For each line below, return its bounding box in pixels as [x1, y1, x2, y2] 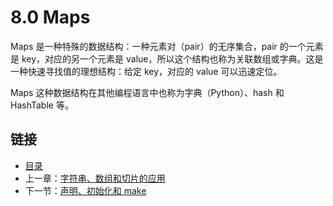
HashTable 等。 [10, 99, 74, 111]
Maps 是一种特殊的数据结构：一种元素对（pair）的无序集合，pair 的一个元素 [10, 40, 324, 52]
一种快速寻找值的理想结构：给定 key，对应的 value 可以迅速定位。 [10, 65, 283, 77]
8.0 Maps [10, 6, 91, 29]
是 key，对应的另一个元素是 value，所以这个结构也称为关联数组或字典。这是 [10, 52, 324, 65]
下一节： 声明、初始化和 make [24, 184, 147, 196]
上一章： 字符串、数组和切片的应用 [24, 172, 166, 184]
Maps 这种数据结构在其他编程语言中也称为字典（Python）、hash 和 [10, 86, 285, 98]
